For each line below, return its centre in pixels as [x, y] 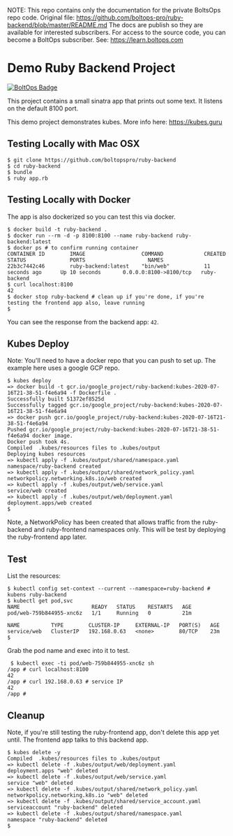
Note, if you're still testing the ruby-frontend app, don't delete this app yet [113, 732]
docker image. [53, 436]
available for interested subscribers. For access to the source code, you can [116, 32]
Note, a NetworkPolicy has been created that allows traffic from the [104, 522]
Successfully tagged [37, 405]
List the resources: [34, 576]
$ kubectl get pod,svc [40, 601]
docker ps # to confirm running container [76, 247]
